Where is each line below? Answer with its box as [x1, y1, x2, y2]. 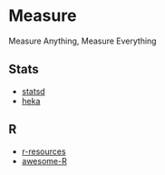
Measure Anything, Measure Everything [8, 35, 157, 46]
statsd [21, 85, 46, 96]
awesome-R [21, 155, 67, 166]
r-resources [21, 146, 66, 157]
